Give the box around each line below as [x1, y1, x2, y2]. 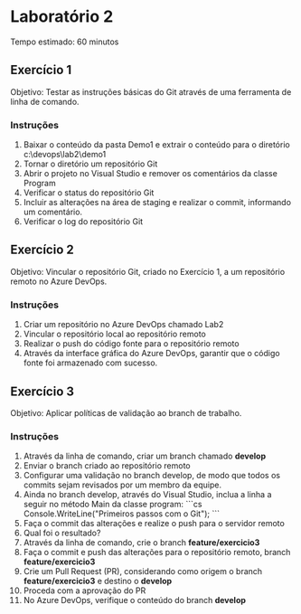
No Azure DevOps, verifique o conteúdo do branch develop [23, 595, 247, 606]
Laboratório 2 [10, 6, 114, 27]
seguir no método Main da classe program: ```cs [23, 499, 202, 510]
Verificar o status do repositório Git [23, 187, 155, 198]
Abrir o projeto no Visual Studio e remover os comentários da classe [23, 168, 278, 179]
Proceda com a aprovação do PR [23, 585, 146, 596]
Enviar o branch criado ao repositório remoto [23, 460, 191, 471]
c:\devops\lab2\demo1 [23, 149, 107, 160]
